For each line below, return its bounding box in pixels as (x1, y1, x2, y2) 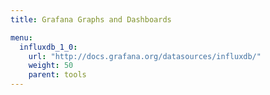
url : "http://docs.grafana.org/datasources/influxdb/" (28, 51, 262, 61)
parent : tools (28, 70, 87, 80)
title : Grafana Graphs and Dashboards (10, 14, 172, 25)
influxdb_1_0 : (19, 42, 78, 52)
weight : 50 (28, 61, 74, 71)
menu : (10, 32, 33, 43)
